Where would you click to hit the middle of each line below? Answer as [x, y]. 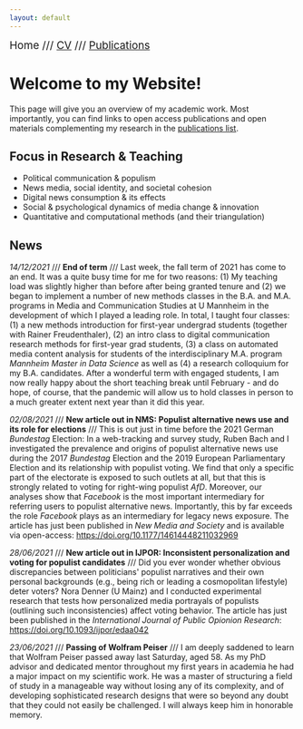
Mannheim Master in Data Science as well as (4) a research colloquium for [149, 364]
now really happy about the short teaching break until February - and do [144, 383]
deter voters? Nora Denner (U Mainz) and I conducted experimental [136, 591]
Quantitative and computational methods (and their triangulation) [143, 217]
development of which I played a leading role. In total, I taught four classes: [150, 316]
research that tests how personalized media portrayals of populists [134, 601]
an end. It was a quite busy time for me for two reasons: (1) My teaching [144, 277]
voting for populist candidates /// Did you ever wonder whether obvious [145, 562]
